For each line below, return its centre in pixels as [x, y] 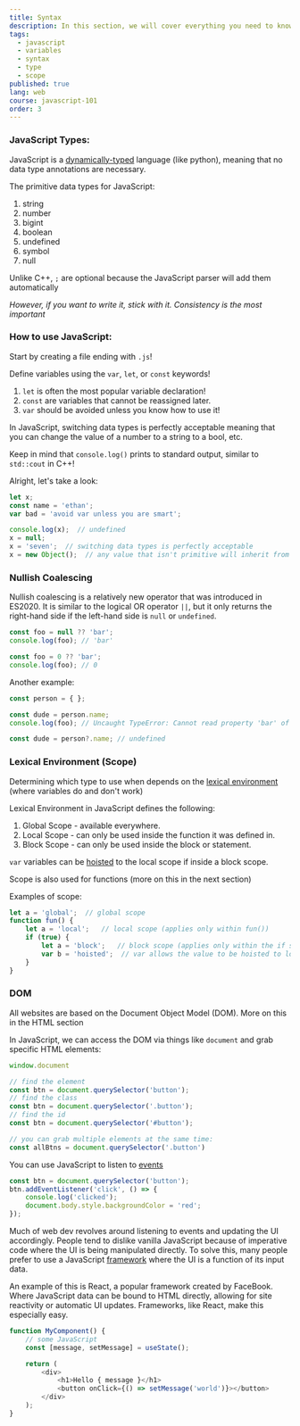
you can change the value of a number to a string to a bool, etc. [126, 436]
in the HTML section [46, 1022]
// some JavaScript [62, 1339]
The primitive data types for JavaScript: [82, 186]
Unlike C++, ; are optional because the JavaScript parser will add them [140, 278]
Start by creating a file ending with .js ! [81, 356]
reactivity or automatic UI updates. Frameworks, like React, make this [137, 1306]
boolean [37, 232]
